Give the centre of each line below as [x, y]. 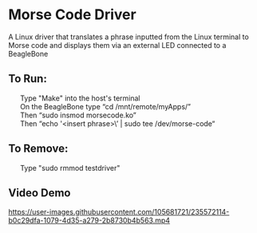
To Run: [28, 79]
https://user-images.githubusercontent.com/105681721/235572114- [119, 212]
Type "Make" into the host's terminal [80, 98]
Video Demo [40, 193]
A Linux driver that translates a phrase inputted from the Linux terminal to [128, 37]
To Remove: [38, 149]
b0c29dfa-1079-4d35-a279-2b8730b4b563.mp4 [89, 220]
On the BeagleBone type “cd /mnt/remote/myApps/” [105, 106]
